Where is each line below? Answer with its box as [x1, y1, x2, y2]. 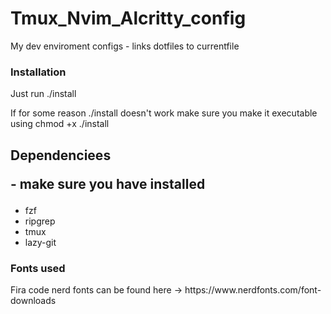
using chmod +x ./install [10, 118, 110, 130]
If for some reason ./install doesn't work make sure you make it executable [10, 107, 318, 119]
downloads [10, 294, 57, 306]
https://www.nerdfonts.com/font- [184, 283, 322, 296]
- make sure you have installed [10, 175, 206, 192]
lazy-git [24, 236, 57, 248]
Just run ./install [10, 88, 77, 100]
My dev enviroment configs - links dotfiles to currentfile [10, 40, 240, 52]
